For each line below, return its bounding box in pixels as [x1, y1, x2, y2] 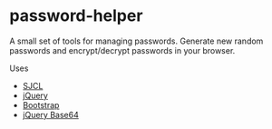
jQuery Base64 [22, 109, 79, 120]
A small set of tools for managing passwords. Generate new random [9, 35, 264, 46]
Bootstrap [22, 99, 60, 110]
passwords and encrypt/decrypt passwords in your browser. [9, 45, 236, 55]
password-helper [9, 5, 143, 26]
